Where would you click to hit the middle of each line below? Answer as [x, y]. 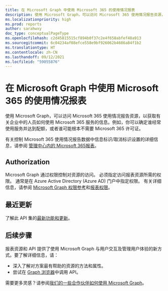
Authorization [28, 162]
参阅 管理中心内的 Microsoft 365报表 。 [59, 146]
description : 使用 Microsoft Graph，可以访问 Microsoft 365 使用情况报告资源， [85, 15]
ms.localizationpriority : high [38, 19]
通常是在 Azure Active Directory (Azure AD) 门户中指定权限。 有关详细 [88, 181]
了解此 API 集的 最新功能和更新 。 [39, 218]
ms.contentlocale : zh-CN [31, 52]
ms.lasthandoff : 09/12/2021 [35, 57]
